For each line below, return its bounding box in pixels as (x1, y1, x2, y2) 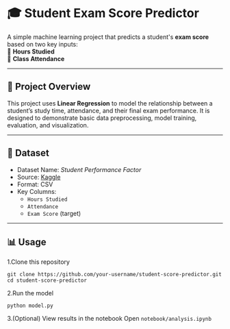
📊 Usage (7, 236, 47, 247)
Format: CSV (16, 180, 53, 188)
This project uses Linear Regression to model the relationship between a (7, 99, 214, 107)
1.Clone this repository (7, 258, 71, 266)
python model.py (7, 302, 53, 309)
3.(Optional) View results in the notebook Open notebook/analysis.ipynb (7, 315, 212, 323)
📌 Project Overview (7, 81, 91, 93)
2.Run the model (7, 289, 53, 297)
